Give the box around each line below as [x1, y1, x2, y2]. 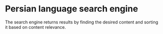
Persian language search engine [5, 3, 138, 14]
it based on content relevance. [5, 24, 66, 30]
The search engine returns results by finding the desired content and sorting [5, 19, 159, 25]
